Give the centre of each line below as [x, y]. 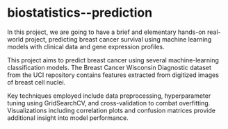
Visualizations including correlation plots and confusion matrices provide [111, 110]
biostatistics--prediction [80, 13]
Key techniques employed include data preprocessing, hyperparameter [109, 96]
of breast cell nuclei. [36, 82]
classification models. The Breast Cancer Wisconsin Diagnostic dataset [109, 67]
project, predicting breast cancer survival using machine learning [118, 39]
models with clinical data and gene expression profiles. [86, 46]
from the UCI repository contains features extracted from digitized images [113, 75]
